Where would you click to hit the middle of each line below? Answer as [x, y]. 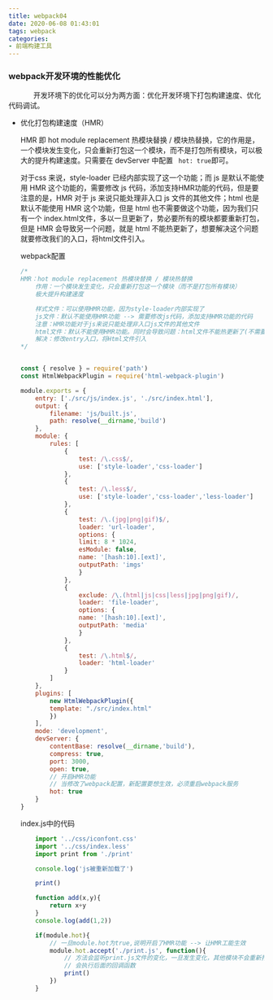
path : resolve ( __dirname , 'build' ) [108, 421]
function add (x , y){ [68, 898]
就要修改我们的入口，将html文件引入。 [84, 239]
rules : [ [65, 444]
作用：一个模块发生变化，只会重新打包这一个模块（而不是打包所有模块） [138, 287]
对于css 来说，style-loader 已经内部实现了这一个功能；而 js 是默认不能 [139, 178]
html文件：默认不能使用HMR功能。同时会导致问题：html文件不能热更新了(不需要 [151, 332]
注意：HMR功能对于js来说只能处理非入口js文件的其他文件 [118, 324]
